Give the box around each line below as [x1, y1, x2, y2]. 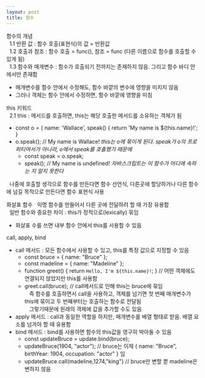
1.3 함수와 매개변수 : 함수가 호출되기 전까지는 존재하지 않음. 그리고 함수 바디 [9, 62, 189, 70]
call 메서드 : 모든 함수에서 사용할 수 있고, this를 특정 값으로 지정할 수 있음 [15, 246, 190, 254]
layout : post [6, 9, 40, 15]
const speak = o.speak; [24, 152, 84, 160]
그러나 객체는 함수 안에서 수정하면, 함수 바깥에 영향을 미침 [15, 91, 153, 98]
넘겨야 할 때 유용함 [26, 321, 72, 328]
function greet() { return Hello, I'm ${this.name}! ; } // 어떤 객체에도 [24, 267, 196, 274]
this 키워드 [6, 104, 32, 111]
